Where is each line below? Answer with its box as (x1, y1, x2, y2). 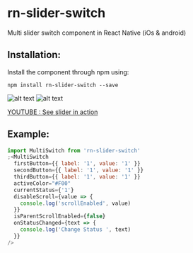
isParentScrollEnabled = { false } (13, 213, 106, 220)
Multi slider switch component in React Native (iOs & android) (7, 28, 187, 37)
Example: (7, 128, 49, 140)
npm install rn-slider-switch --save (7, 81, 119, 89)
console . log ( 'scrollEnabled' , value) (20, 200, 131, 207)
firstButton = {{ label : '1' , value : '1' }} (13, 160, 141, 167)
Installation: (7, 49, 62, 61)
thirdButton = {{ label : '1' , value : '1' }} (13, 174, 141, 181)
